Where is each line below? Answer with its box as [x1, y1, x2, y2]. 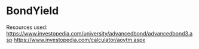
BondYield [6, 4, 59, 18]
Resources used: [6, 24, 48, 31]
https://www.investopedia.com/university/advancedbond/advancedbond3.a [6, 30, 193, 37]
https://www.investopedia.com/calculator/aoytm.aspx [13, 36, 146, 43]
